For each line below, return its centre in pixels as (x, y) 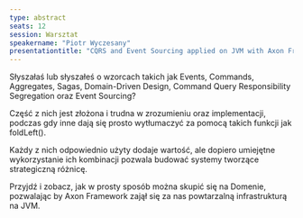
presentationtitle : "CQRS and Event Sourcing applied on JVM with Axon (147, 51)
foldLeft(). (28, 132)
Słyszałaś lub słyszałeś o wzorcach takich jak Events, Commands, (132, 77)
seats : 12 (28, 26)
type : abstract (38, 18)
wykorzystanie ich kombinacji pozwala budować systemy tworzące (134, 159)
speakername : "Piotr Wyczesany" (70, 43)
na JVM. (25, 206)
